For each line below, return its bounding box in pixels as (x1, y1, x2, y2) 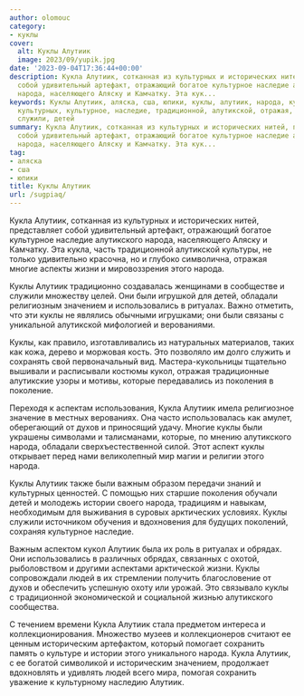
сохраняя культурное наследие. (9, 527, 134, 536)
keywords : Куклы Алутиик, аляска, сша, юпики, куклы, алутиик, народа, (9, 97, 285, 107)
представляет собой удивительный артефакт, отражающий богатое (9, 225, 271, 236)
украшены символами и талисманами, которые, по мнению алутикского (9, 431, 292, 442)
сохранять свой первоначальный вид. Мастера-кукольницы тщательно (9, 356, 287, 367)
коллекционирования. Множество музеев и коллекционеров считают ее (9, 629, 291, 639)
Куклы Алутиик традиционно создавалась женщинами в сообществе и (9, 281, 285, 291)
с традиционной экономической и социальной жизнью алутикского (9, 592, 273, 603)
